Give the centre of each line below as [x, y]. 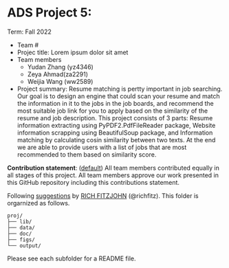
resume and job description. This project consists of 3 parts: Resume [115, 118]
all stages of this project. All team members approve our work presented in [113, 175]
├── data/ [21, 227]
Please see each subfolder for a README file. [72, 258]
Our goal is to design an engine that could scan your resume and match [118, 96]
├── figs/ [21, 239]
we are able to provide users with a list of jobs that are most [102, 147]
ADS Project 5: [50, 13]
